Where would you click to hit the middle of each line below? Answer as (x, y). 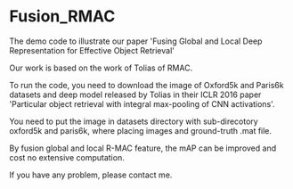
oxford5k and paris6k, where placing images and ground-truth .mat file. (141, 130)
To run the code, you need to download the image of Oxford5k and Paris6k (146, 85)
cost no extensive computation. (67, 157)
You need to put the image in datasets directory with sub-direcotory (134, 121)
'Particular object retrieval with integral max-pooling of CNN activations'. (142, 103)
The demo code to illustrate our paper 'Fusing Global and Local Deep (136, 41)
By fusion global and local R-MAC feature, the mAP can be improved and (143, 148)
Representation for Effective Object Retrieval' (92, 50)
